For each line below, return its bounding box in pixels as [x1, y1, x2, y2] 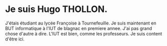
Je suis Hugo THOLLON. [5, 3, 107, 15]
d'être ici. [5, 36, 25, 42]
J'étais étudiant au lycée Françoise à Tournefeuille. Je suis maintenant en [5, 20, 156, 26]
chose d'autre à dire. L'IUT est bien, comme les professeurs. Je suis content [5, 30, 162, 36]
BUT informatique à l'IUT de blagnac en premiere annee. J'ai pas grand [5, 25, 152, 31]
